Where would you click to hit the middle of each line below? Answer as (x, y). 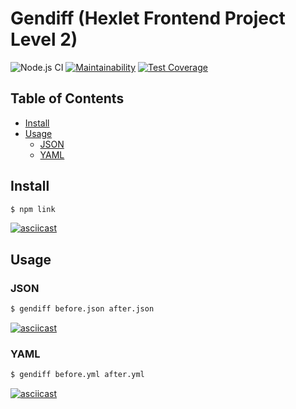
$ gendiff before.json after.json (82, 309)
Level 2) (44, 39)
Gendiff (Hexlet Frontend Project (148, 18)
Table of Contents (67, 98)
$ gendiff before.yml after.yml (77, 375)
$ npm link (33, 209)
